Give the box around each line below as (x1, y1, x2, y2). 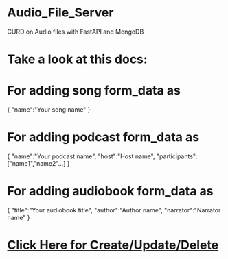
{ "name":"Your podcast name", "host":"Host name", (7, 152, 156, 160)
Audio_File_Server (7, 5, 114, 21)
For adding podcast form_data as (7, 129, 200, 145)
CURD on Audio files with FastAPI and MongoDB (7, 27, 144, 36)
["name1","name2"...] (7, 160, 66, 167)
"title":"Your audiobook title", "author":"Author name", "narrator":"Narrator (11, 206, 221, 214)
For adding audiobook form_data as (7, 184, 214, 199)
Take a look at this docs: (7, 51, 148, 67)
